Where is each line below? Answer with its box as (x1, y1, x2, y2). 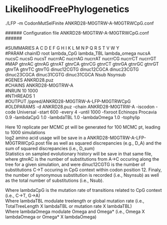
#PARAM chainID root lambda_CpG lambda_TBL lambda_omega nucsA (5, 50, 151, 56)
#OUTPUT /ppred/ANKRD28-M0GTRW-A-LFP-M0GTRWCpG (5, 98, 131, 104)
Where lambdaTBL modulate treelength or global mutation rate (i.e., (5, 197, 144, 204)
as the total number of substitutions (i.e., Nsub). (5, 177, 104, 183)
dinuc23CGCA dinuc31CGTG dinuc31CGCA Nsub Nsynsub (5, 71, 126, 77)
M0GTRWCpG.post (5, 140, 45, 146)
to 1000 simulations (5, 129, 46, 135)
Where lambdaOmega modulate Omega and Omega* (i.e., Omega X (5, 208, 145, 214)
